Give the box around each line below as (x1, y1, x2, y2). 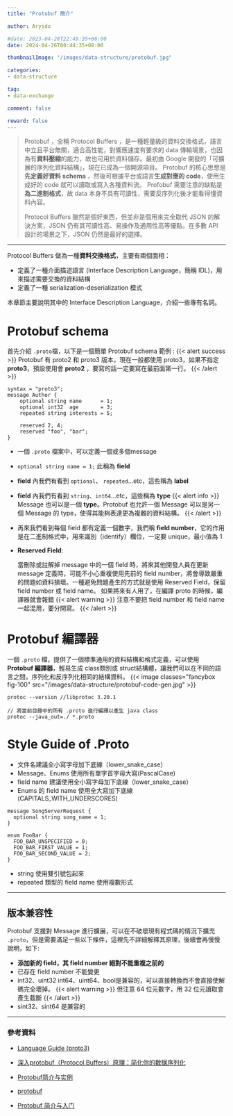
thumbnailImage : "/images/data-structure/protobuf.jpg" (7, 54, 172, 61)
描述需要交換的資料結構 (23, 275, 91, 284)
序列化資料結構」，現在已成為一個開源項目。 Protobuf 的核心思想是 (36, 163, 226, 172)
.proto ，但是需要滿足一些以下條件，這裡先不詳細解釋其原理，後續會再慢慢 (7, 935, 221, 944)
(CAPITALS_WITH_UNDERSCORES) (17, 794, 118, 803)
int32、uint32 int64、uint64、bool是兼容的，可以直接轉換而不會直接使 (17, 976, 219, 984)
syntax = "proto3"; (7, 386, 64, 393)
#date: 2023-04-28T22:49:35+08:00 (7, 35, 107, 42)
